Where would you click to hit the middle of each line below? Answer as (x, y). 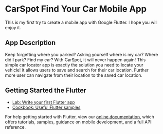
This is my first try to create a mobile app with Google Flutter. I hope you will (81, 22)
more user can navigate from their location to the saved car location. (74, 75)
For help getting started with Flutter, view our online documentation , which (80, 117)
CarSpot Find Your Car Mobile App (76, 9)
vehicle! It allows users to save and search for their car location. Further (77, 70)
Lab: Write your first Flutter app (44, 102)
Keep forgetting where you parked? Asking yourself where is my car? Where (81, 54)
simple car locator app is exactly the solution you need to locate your (74, 65)
